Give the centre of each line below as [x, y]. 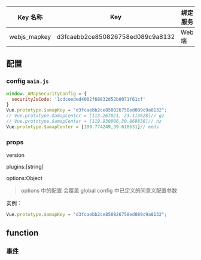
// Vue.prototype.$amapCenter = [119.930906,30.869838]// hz [84, 122]
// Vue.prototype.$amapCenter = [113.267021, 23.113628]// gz [85, 116]
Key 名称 [30, 17]
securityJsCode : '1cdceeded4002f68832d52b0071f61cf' [79, 99]
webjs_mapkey [30, 37]
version [16, 155]
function [22, 233]
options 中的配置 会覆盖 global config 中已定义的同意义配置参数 [99, 191]
